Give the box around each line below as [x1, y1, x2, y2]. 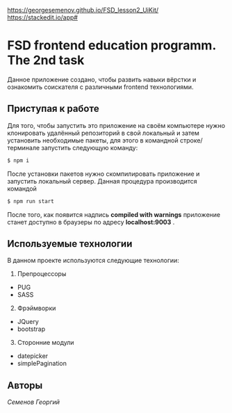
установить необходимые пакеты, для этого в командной [7, 136, 179, 145]
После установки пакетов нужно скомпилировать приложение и [7, 170, 200, 178]
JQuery [17, 318, 40, 326]
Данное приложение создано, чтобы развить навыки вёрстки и [7, 75, 197, 83]
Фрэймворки [17, 304, 56, 312]
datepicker [17, 352, 49, 360]
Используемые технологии [7, 238, 133, 250]
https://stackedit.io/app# [7, 13, 78, 22]
